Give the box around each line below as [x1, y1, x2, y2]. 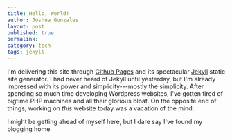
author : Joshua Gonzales [7, 17, 79, 23]
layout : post [7, 23, 45, 30]
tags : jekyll [7, 49, 45, 56]
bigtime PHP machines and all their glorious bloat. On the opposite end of [7, 97, 217, 105]
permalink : [7, 36, 39, 43]
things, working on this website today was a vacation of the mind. [7, 104, 195, 112]
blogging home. [7, 125, 52, 133]
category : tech [7, 42, 51, 49]
